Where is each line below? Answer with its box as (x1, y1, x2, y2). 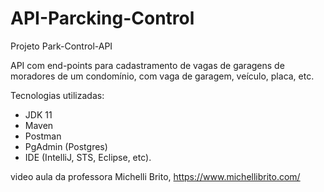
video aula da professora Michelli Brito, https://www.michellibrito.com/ (10, 170, 301, 182)
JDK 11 (24, 108, 53, 121)
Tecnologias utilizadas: (10, 89, 105, 101)
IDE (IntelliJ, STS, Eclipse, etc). (24, 151, 152, 163)
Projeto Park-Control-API (10, 40, 113, 52)
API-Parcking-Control (10, 7, 195, 30)
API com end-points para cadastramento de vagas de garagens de (10, 59, 285, 71)
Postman (24, 130, 62, 142)
